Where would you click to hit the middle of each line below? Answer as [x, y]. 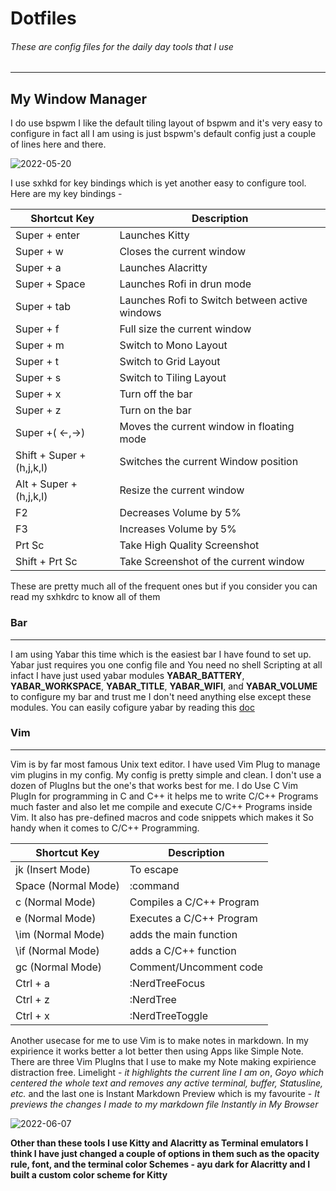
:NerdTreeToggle [169, 1015]
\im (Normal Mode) [60, 934]
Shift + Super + [51, 455]
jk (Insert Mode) [53, 869]
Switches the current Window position [209, 462]
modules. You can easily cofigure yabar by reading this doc [132, 707]
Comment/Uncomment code [196, 967]
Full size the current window [185, 329]
